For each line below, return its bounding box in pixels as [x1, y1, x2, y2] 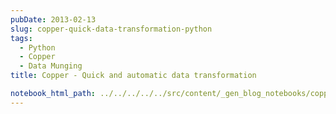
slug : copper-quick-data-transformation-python [10, 24, 213, 34]
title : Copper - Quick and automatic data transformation [10, 71, 257, 81]
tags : [10, 33, 33, 43]
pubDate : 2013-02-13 [10, 14, 97, 25]
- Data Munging [19, 61, 83, 71]
